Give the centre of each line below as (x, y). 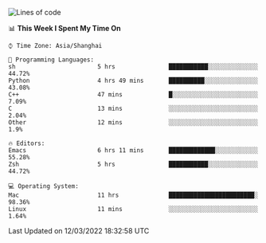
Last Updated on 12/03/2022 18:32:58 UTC (79, 231)
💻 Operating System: (44, 186)
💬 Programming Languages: (51, 60)
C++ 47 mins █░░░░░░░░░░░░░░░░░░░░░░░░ (133, 95)
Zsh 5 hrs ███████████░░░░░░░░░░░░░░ (133, 164)
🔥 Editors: (27, 143)
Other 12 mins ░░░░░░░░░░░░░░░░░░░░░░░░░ (133, 123)
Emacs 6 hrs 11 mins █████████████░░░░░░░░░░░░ (133, 151)
